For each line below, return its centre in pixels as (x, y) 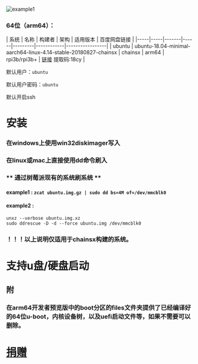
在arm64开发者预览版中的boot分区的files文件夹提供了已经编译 (95, 308)
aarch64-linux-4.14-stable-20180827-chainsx (61, 53)
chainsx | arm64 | (143, 53)
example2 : (20, 206)
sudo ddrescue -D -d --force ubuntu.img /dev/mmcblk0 (74, 224)
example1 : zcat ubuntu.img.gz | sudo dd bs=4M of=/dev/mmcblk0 (86, 192)
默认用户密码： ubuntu (32, 84)
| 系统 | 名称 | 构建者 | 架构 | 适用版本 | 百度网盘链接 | (70, 40)
